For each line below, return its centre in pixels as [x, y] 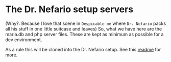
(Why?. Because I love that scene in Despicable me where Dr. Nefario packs [86, 23]
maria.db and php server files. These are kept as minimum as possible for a [84, 34]
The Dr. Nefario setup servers [69, 9]
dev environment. [24, 40]
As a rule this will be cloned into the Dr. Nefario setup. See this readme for [83, 49]
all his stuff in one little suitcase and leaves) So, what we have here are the [84, 28]
